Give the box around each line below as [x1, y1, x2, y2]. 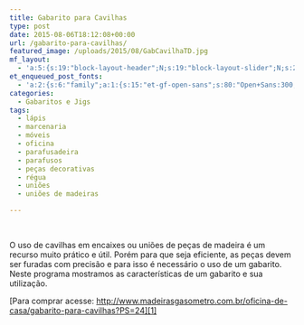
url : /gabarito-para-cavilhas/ [9, 38, 128, 48]
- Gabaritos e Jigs [17, 97, 91, 107]
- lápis [17, 114, 47, 123]
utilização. [9, 278, 48, 289]
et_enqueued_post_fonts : [9, 72, 103, 81]
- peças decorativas [17, 164, 95, 173]
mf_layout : [9, 55, 51, 64]
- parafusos [17, 155, 63, 165]
